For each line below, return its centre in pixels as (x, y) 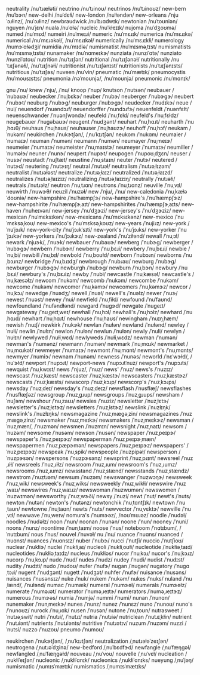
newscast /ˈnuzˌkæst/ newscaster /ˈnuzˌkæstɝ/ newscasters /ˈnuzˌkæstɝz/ (97, 375)
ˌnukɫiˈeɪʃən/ (20, 660)
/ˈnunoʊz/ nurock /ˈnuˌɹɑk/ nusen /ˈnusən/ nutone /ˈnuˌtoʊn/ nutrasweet (93, 610)
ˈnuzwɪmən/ (21, 496)
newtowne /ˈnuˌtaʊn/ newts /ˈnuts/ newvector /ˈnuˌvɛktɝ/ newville (101, 509)
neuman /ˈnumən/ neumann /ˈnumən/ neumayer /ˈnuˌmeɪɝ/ (101, 141)
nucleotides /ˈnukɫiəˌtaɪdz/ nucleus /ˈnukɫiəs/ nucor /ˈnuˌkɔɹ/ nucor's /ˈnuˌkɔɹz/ (100, 553)
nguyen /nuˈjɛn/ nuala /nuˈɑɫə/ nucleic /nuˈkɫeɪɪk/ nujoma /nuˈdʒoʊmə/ (91, 27)
